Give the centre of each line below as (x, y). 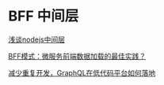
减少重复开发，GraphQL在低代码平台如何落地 (82, 72)
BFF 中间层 (44, 16)
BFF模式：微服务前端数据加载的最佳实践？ (77, 56)
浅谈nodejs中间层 (37, 39)
